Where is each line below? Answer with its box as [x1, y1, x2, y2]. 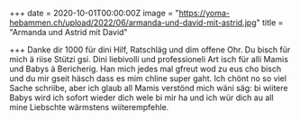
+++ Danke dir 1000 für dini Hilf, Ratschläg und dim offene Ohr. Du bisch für [9, 44, 291, 55]
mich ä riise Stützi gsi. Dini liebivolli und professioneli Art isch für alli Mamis [9, 54, 288, 64]
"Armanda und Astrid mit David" [9, 27, 128, 37]
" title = [256, 17, 284, 28]
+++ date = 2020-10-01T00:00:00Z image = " [9, 8, 179, 18]
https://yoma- [178, 8, 230, 18]
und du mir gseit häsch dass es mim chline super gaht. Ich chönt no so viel [9, 73, 286, 84]
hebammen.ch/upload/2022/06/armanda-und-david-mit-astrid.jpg [9, 17, 257, 28]
